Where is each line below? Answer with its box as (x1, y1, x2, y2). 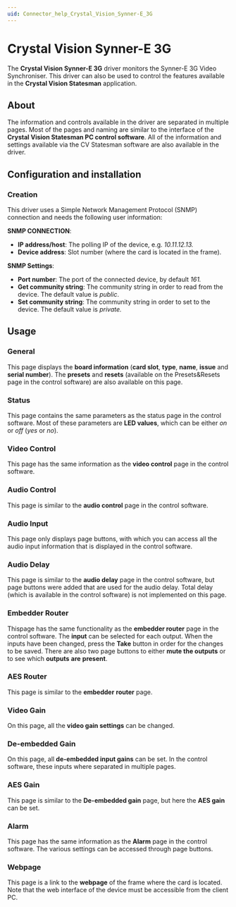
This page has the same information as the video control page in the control (7, 459, 229, 469)
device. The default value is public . (17, 290, 120, 299)
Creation (7, 190, 38, 199)
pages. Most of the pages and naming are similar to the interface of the (7, 125, 214, 134)
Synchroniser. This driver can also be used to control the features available (7, 71, 225, 80)
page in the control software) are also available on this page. (7, 378, 183, 386)
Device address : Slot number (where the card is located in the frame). (17, 248, 222, 257)
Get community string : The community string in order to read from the (17, 283, 223, 291)
